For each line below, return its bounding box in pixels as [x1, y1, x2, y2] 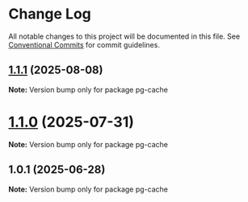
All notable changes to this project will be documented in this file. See [8, 31, 241, 41]
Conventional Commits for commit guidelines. [8, 39, 160, 49]
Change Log [8, 5, 91, 23]
